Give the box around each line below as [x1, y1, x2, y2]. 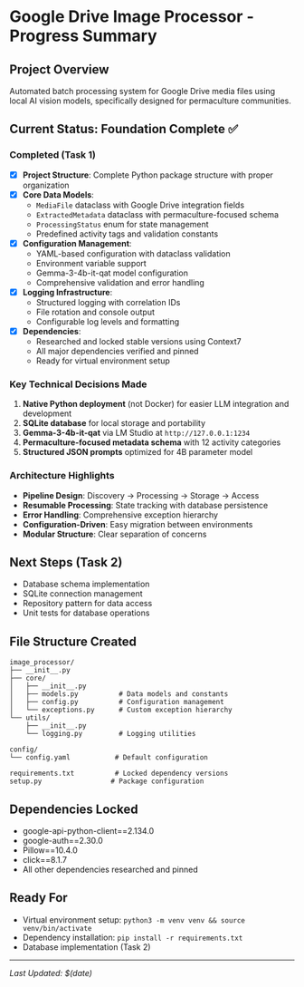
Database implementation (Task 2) [22, 941, 151, 953]
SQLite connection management [22, 588, 143, 599]
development [22, 408, 72, 419]
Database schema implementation [22, 578, 150, 590]
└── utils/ [9, 713, 51, 722]
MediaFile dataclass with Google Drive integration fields [35, 199, 245, 210]
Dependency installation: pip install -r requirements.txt [22, 932, 243, 943]
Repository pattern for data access [22, 598, 153, 609]
